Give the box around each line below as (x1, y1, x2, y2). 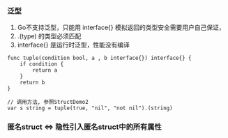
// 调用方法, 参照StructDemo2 (7, 99, 89, 106)
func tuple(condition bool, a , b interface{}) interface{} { (7, 54, 192, 62)
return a (32, 67, 58, 74)
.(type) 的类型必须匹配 (17, 32, 82, 40)
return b (20, 79, 45, 86)
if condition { (20, 61, 64, 68)
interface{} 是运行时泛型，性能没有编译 (17, 40, 130, 49)
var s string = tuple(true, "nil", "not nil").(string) (7, 105, 173, 112)
